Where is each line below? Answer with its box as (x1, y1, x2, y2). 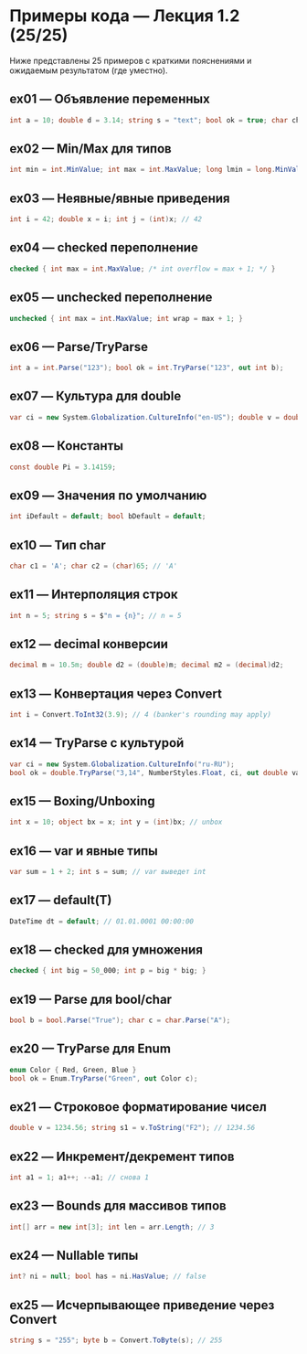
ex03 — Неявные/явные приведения (9, 190, 230, 206)
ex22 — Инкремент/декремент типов (9, 1148, 235, 1164)
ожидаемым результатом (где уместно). (9, 65, 168, 76)
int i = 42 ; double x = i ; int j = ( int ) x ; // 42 (9, 215, 203, 224)
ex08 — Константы (9, 438, 124, 453)
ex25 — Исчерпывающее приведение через (9, 1297, 275, 1313)
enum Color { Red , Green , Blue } (9, 1065, 137, 1074)
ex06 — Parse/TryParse (9, 339, 149, 355)
